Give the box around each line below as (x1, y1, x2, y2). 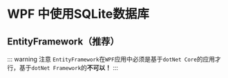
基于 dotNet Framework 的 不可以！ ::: (19, 64, 119, 72)
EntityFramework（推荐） (7, 36, 120, 47)
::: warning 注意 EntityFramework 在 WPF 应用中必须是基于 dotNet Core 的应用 (7, 55, 216, 63)
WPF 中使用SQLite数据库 (7, 6, 150, 22)
